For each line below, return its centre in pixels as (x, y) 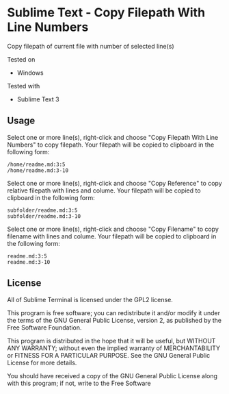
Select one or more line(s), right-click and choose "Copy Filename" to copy (113, 229)
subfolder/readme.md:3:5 (42, 210)
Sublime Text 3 (38, 99)
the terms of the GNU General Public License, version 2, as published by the (114, 320)
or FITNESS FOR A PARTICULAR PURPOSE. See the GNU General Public (109, 355)
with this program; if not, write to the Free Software (79, 383)
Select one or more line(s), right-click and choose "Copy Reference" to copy (114, 183)
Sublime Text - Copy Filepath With (106, 13)
